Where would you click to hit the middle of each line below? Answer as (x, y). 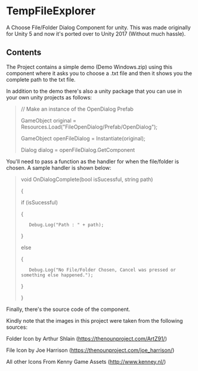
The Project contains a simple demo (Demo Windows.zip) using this (89, 67)
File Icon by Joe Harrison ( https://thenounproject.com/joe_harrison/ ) (90, 350)
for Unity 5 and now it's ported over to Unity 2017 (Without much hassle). (96, 33)
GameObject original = (48, 120)
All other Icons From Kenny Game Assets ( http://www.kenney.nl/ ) (86, 361)
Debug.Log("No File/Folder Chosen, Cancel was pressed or (103, 270)
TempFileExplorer (51, 11)
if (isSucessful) (39, 202)
